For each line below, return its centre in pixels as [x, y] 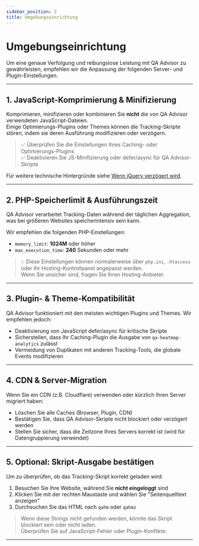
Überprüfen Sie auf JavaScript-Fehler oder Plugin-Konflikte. [94, 531]
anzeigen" [27, 500]
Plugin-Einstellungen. [32, 75]
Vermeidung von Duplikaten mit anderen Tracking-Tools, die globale [98, 350]
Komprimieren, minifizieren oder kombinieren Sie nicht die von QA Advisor [97, 114]
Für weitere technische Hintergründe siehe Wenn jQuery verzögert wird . [94, 176]
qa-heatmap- [167, 337]
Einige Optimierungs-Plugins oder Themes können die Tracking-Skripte [93, 127]
